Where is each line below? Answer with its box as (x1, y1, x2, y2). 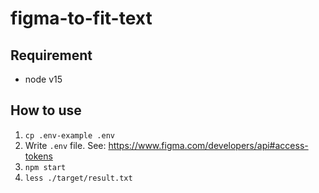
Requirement (10, 47, 93, 64)
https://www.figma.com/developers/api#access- (108, 139, 309, 151)
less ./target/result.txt (24, 173, 133, 183)
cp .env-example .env (24, 130, 115, 141)
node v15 (24, 73, 63, 85)
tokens (24, 150, 53, 162)
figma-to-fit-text (10, 7, 153, 30)
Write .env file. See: (24, 139, 107, 151)
